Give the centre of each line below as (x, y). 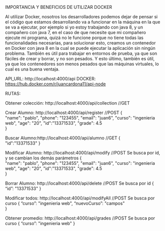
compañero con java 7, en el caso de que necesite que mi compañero (76, 32)
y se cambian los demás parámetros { (44, 158)
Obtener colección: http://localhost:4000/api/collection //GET (67, 103)
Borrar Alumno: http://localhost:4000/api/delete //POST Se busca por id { (80, 183)
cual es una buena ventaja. (33, 69)
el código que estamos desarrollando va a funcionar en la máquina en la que (83, 22)
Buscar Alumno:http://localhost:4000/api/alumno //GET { (63, 138)
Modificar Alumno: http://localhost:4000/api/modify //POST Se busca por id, (83, 153)
